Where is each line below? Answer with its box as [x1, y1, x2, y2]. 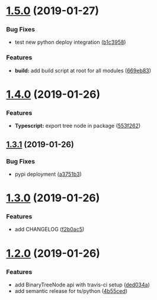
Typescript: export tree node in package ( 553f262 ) [14, 122, 141, 130]
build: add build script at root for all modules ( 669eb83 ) [14, 67, 152, 74]
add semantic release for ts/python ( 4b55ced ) [14, 287, 128, 294]
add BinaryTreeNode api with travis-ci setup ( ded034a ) [14, 281, 150, 288]
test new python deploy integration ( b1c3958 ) [14, 38, 126, 46]
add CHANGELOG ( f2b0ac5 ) [14, 226, 85, 233]
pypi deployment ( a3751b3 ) [14, 170, 82, 178]
